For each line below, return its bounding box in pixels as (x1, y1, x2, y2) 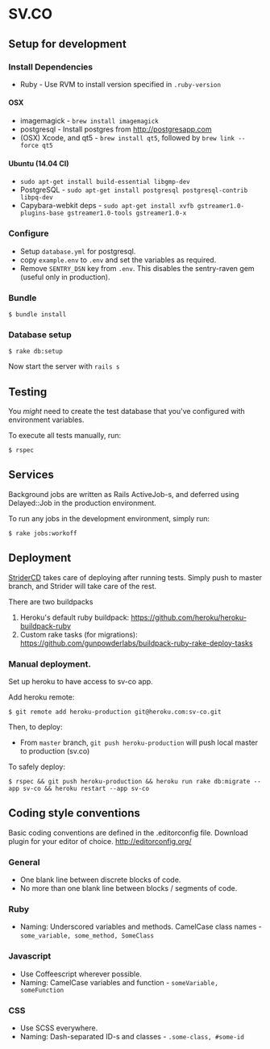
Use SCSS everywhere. (19, 1022, 98, 1033)
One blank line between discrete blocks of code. (19, 875, 181, 884)
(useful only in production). (19, 272, 110, 282)
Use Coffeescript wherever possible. (19, 969, 143, 979)
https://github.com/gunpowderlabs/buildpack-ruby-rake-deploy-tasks (19, 638, 253, 648)
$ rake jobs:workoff (8, 529, 78, 537)
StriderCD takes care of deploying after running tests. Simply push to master (8, 572, 263, 582)
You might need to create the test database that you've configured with (8, 406, 246, 416)
